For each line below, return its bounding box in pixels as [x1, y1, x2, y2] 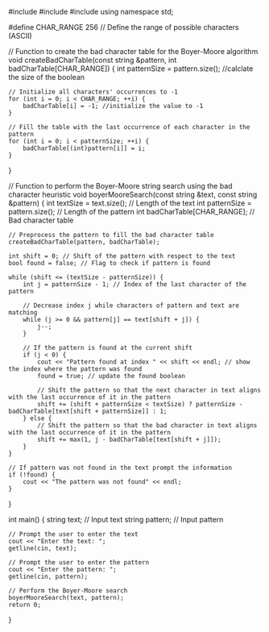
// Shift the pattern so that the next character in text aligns [37, 386, 262, 394]
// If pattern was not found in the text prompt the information [8, 464, 232, 472]
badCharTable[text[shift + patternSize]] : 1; [8, 407, 168, 415]
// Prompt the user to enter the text [8, 530, 139, 538]
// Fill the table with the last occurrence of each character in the [8, 123, 250, 131]
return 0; [8, 601, 42, 609]
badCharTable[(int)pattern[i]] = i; [23, 144, 147, 152]
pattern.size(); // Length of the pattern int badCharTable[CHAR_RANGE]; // [8, 207, 255, 216]
